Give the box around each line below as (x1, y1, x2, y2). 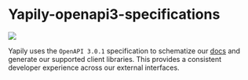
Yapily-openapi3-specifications (8, 5, 221, 24)
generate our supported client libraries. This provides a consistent (8, 54, 222, 64)
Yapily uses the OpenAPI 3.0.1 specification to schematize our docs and (8, 45, 241, 56)
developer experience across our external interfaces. (8, 63, 180, 72)
